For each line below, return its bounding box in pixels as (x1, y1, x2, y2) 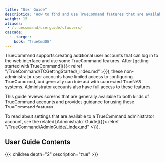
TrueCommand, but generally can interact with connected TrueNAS (5, 79, 141, 84)
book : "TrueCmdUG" (14, 39, 52, 44)
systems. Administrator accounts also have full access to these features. (5, 84, 152, 90)
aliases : (5, 21, 23, 26)
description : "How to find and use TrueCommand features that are (5, 12, 144, 17)
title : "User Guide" (5, 7, 48, 12)
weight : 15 (5, 16, 27, 21)
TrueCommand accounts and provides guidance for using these (5, 99, 134, 105)
